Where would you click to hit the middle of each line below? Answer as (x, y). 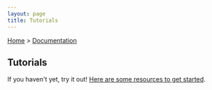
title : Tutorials (33, 20)
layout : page (26, 14)
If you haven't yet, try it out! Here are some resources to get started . (107, 79)
